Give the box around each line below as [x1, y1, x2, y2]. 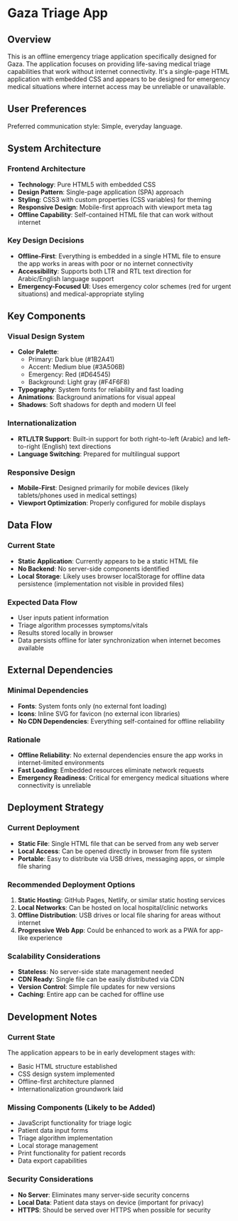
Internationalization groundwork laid [17, 1085, 124, 1094]
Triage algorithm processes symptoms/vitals [17, 621, 148, 630]
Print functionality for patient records [17, 1149, 126, 1158]
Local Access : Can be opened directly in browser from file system [17, 847, 212, 855]
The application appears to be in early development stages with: [7, 1048, 196, 1057]
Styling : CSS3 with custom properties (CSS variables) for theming [17, 195, 212, 203]
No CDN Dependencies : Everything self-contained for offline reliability [17, 717, 225, 725]
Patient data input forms [17, 1126, 89, 1135]
